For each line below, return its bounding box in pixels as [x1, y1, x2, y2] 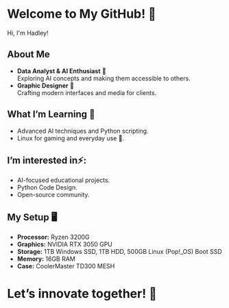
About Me [7, 49, 50, 60]
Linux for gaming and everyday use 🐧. [16, 133, 125, 142]
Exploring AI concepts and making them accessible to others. [16, 74, 191, 82]
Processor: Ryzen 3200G [16, 233, 91, 242]
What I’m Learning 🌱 [7, 109, 96, 120]
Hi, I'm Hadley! [7, 29, 49, 37]
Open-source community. [16, 191, 91, 199]
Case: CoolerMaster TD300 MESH [16, 262, 115, 270]
